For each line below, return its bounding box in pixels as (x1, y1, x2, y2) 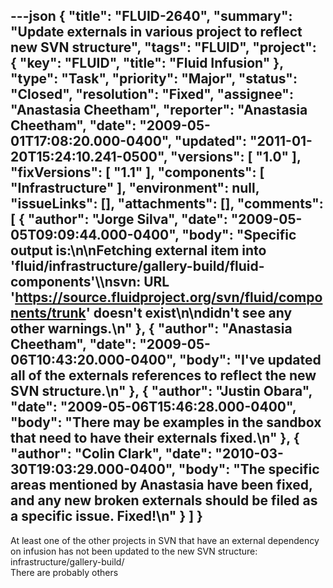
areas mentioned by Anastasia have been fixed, (10, 477, 313, 494)
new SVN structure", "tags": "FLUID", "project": (10, 39, 317, 56)
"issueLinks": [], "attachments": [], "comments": (10, 195, 324, 213)
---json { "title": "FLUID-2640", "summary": (10, 8, 293, 25)
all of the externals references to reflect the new (10, 367, 317, 384)
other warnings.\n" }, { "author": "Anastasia (10, 320, 293, 338)
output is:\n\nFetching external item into (10, 242, 267, 259)
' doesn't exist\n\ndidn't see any (85, 305, 293, 322)
